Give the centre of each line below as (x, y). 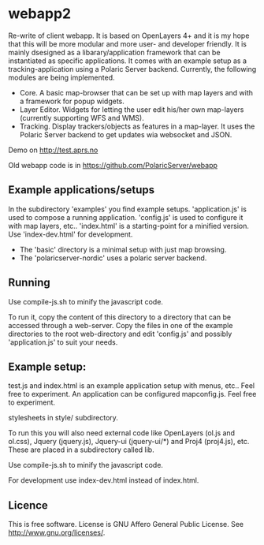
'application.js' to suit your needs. (63, 342)
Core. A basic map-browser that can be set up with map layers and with (136, 92)
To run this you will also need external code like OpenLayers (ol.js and (121, 433)
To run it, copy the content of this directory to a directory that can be (119, 317)
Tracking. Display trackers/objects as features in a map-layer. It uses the (137, 126)
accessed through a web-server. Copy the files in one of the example (121, 325)
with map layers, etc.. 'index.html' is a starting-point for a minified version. (129, 226)
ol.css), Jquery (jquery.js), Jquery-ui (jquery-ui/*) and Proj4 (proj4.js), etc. (129, 442)
